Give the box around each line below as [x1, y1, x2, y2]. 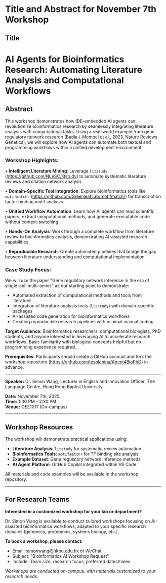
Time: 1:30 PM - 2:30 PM [5, 399, 57, 405]
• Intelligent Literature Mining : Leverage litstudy [5, 168, 108, 174]
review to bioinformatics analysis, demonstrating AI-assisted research [5, 233, 147, 239]
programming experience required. [5, 344, 77, 350]
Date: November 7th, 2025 [5, 393, 60, 400]
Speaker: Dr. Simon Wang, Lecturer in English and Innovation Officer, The [5, 378, 155, 385]
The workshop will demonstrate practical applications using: [5, 436, 128, 442]
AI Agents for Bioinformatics [5, 54, 124, 65]
